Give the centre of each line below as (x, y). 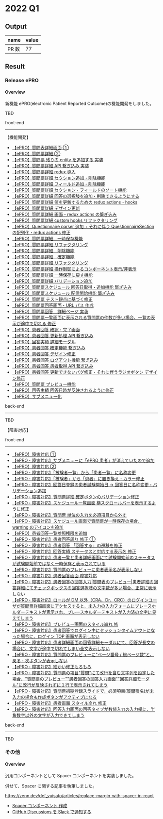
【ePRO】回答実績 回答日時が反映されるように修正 (63, 390)
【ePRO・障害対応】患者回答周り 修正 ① (54, 539)
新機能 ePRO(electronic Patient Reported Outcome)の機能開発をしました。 (80, 103)
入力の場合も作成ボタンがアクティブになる (54, 697)
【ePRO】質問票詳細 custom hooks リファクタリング (65, 220)
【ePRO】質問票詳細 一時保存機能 (48, 238)
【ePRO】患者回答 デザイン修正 (44, 354)
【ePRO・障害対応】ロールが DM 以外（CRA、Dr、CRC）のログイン (80, 600)
